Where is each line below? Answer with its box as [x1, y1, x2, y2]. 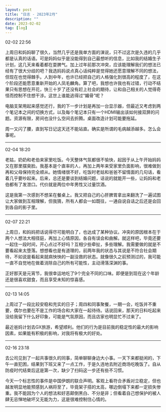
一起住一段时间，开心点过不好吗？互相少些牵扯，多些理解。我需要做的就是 [5, 242, 157, 247]
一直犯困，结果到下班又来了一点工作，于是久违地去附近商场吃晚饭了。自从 [9, 361, 161, 367]
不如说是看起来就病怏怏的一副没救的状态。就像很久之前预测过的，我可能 [13, 254, 161, 260]
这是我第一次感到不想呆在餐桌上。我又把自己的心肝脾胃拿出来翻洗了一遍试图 [5, 192, 161, 198]
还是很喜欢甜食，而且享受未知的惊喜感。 [5, 277, 87, 283]
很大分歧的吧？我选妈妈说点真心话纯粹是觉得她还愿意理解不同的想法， [18, 68, 161, 74]
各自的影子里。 [9, 205, 40, 210]
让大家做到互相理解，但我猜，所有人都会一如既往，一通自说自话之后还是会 [5, 198, 157, 204]
